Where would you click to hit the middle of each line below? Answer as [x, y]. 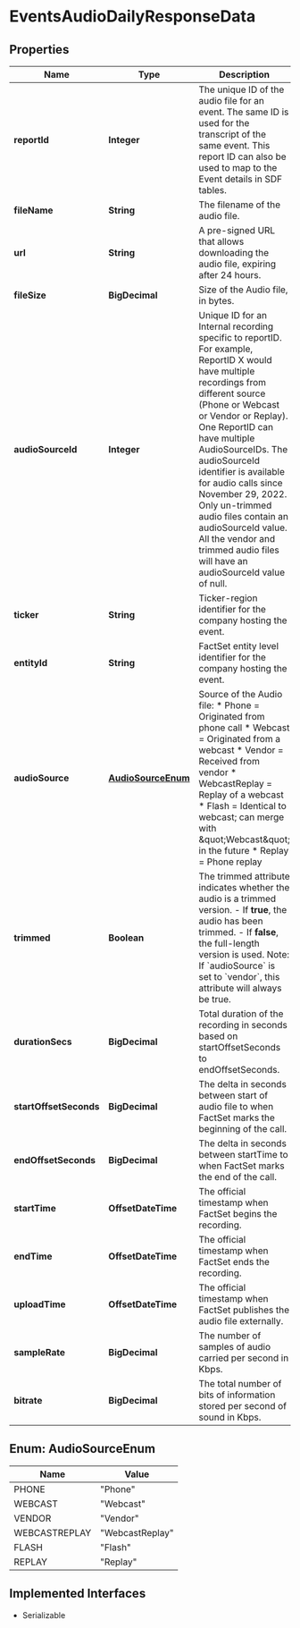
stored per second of [243, 1406]
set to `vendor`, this [239, 977]
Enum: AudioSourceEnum [83, 1449]
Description [244, 75]
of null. [213, 583]
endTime [33, 1256]
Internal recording [236, 326]
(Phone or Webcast [239, 405]
